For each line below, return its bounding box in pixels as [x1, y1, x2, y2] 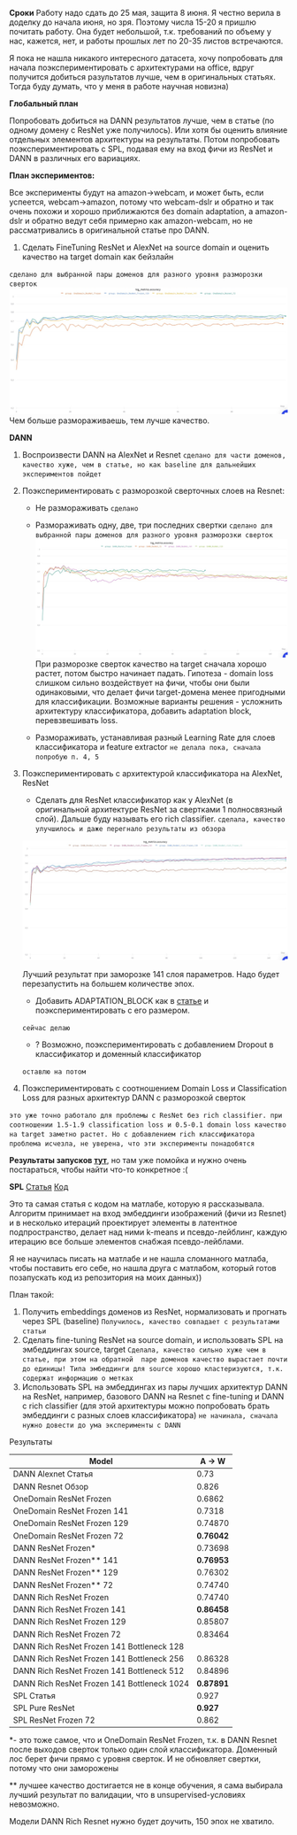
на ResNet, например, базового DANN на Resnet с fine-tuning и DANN [21, 1391, 285, 1401]
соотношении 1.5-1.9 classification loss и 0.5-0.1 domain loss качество [9, 1120, 287, 1130]
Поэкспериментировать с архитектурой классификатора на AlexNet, [21, 767, 283, 778]
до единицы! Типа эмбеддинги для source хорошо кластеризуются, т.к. [21, 1364, 285, 1373]
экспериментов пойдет [21, 469, 102, 479]
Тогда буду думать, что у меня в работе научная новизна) [9, 81, 230, 91]
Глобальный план [9, 98, 79, 109]
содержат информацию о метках [21, 1374, 134, 1383]
